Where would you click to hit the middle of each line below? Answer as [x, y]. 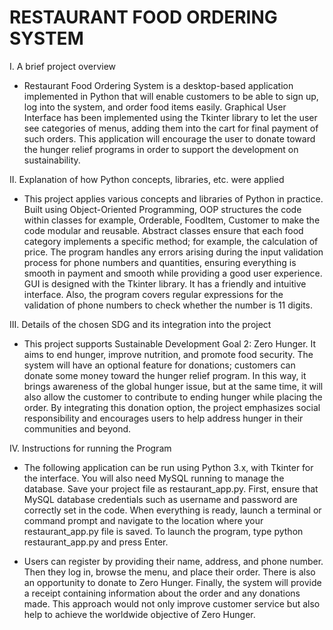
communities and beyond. [77, 428]
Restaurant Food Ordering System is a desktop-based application [158, 85]
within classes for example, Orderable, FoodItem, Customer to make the [172, 220]
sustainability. [52, 160]
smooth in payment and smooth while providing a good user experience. [173, 273]
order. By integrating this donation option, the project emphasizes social [172, 407]
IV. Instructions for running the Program [90, 448]
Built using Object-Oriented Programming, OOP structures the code [162, 209]
